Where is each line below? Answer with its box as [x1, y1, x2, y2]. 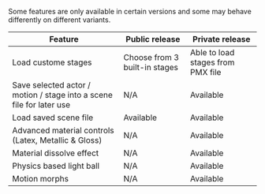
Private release [192, 34, 251, 44]
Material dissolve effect [12, 147, 99, 159]
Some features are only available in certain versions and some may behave [8, 7, 252, 16]
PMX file [190, 67, 222, 77]
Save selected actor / [12, 80, 91, 90]
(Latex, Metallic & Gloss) [12, 135, 103, 145]
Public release [125, 34, 181, 44]
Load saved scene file [12, 112, 94, 123]
